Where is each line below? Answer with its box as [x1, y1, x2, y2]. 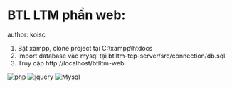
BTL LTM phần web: [7, 7, 126, 23]
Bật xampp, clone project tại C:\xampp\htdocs [17, 44, 153, 52]
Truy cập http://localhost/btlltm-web [17, 58, 125, 67]
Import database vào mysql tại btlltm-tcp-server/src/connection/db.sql [17, 51, 226, 60]
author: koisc [7, 30, 46, 39]
